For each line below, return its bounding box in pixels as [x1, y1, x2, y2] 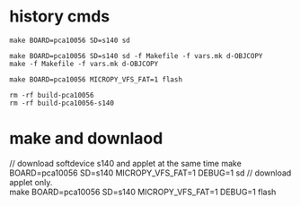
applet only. [9, 176, 53, 187]
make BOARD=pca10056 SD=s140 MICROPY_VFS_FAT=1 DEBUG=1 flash [9, 186, 277, 197]
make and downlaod [9, 128, 163, 149]
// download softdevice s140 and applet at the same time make [9, 158, 243, 168]
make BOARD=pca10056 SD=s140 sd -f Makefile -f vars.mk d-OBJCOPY [9, 51, 263, 60]
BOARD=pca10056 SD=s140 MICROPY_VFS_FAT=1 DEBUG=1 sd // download [9, 167, 292, 178]
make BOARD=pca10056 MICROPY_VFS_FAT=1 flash [9, 74, 182, 84]
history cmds [9, 6, 110, 27]
